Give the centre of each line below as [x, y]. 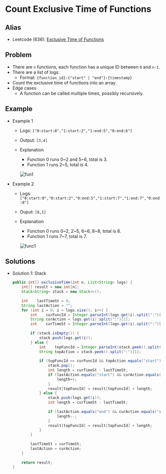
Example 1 [23, 121]
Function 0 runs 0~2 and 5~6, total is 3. [67, 159]
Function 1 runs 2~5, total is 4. [58, 164]
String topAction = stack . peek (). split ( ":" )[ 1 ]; [90, 352]
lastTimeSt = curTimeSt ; [56, 444]
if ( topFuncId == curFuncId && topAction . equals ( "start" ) [100, 361]
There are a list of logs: [36, 72]
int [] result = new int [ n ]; [50, 287]
